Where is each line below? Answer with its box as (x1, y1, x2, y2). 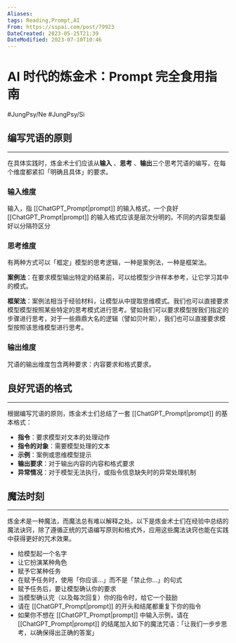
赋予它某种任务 (17, 567, 61, 576)
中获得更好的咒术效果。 (7, 535, 75, 543)
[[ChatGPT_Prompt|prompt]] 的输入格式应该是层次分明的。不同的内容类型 (7, 213, 220, 221)
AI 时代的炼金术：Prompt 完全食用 (7, 69, 205, 85)
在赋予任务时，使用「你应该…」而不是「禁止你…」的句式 (17, 576, 183, 584)
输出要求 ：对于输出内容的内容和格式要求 (17, 459, 135, 467)
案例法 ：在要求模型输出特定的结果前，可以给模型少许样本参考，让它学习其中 (7, 273, 229, 282)
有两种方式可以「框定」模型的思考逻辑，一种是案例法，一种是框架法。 (7, 258, 211, 267)
